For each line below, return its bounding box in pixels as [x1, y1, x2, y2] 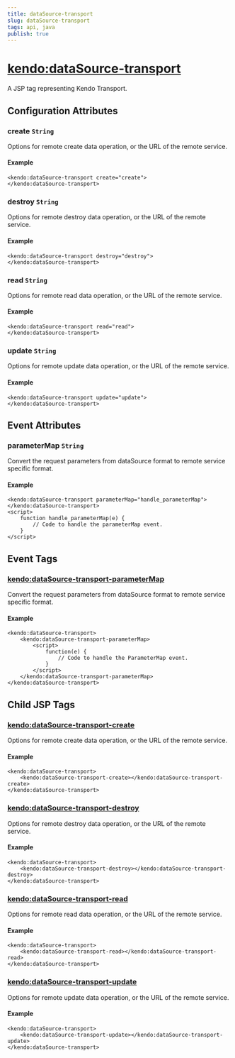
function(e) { [45, 649, 87, 656]
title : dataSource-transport [7, 10, 93, 18]
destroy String [7, 197, 59, 206]
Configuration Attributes [7, 104, 118, 117]
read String [7, 275, 48, 285]
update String [7, 346, 57, 356]
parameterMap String [7, 441, 84, 451]
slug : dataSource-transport [7, 17, 91, 24]
